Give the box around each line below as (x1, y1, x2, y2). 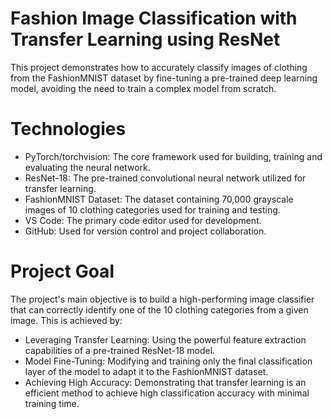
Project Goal (10, 260, 115, 283)
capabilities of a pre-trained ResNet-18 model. (24, 344, 216, 356)
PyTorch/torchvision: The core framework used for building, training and (24, 150, 323, 162)
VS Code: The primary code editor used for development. (24, 214, 262, 226)
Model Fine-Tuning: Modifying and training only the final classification (24, 355, 313, 367)
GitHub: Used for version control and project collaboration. (24, 225, 267, 237)
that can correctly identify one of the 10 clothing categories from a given (10, 303, 309, 316)
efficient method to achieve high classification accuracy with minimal (24, 387, 310, 399)
